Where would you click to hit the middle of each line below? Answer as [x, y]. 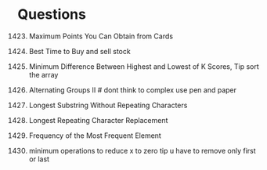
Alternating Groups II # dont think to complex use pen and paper [133, 90]
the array [43, 74]
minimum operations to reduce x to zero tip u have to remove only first [142, 150]
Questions [52, 14]
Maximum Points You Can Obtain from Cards [101, 36]
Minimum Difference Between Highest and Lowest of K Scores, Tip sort [144, 66]
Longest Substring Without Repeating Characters [108, 105]
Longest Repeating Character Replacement [98, 120]
